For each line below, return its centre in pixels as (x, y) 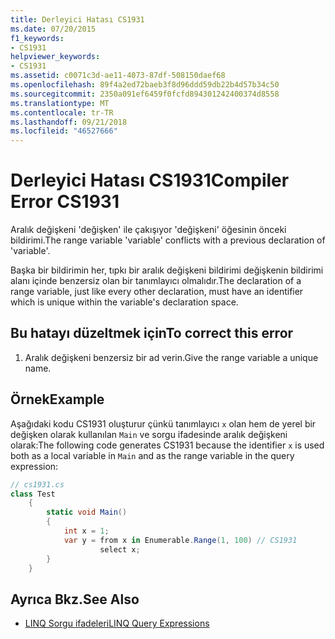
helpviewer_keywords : (55, 57)
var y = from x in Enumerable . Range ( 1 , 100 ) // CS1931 (180, 540)
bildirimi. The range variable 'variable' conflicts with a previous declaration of (168, 240)
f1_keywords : (37, 38)
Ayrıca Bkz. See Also (75, 599)
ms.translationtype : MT (60, 103)
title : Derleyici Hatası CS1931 (77, 19)
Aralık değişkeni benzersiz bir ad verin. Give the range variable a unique (171, 357)
